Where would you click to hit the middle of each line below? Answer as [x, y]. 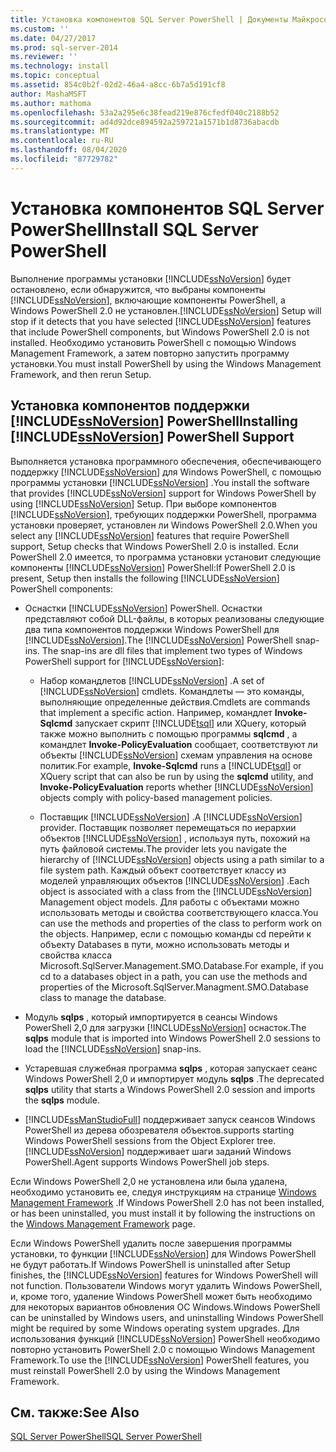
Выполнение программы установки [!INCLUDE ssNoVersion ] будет [151, 278]
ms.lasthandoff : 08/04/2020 [69, 150]
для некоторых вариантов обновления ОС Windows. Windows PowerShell [165, 1307]
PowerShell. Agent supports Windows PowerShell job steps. [147, 1162]
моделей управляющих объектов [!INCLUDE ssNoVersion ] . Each [174, 880]
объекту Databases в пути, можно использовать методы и [164, 944]
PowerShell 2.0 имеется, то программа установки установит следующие [166, 557]
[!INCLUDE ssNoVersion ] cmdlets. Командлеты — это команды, [172, 691]
